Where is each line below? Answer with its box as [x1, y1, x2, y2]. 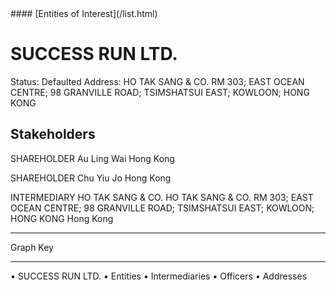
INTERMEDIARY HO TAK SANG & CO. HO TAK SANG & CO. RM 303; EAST [10, 191, 314, 203]
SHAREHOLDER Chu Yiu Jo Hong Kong [10, 172, 172, 184]
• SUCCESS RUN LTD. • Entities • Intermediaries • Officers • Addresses [10, 270, 308, 282]
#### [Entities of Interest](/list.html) [10, 8, 158, 19]
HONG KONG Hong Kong [10, 212, 114, 224]
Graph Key [10, 241, 54, 253]
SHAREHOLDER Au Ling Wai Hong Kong [10, 152, 175, 164]
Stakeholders [10, 126, 96, 143]
